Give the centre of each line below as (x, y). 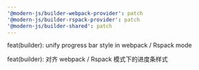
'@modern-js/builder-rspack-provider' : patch (73, 20)
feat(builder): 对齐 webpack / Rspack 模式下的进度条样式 (87, 59)
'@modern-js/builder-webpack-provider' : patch (75, 13)
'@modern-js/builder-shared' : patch (60, 26)
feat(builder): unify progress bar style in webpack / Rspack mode (99, 46)
